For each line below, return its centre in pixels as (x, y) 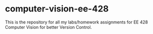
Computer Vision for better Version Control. (49, 27)
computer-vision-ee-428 (57, 9)
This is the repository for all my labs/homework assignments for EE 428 (76, 22)
